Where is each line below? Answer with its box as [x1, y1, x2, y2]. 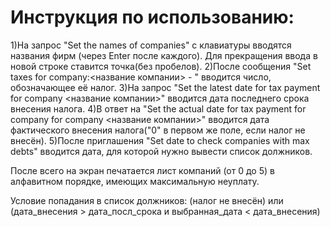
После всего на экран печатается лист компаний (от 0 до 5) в [10, 164, 275, 176]
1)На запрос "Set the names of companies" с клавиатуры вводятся [10, 39, 292, 51]
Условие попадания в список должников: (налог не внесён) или [10, 194, 284, 206]
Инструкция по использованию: [10, 6, 295, 29]
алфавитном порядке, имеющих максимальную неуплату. [10, 175, 260, 187]
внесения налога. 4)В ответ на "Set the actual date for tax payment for [10, 102, 307, 115]
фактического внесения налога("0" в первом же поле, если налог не [10, 124, 306, 136]
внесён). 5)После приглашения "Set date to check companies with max [10, 134, 310, 146]
